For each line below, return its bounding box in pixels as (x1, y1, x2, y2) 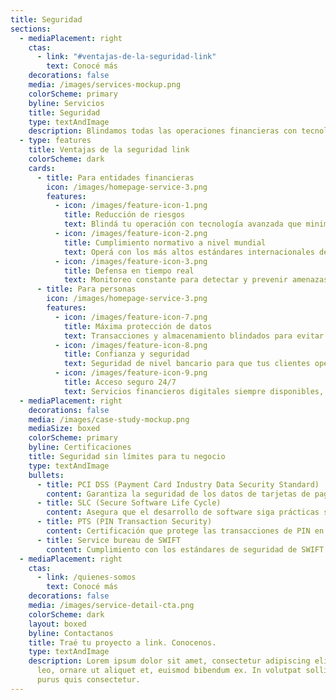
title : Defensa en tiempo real (63, 266, 195, 276)
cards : (28, 163, 56, 173)
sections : (10, 24, 52, 34)
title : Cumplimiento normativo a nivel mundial (63, 237, 267, 248)
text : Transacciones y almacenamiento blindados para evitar (63, 331, 325, 341)
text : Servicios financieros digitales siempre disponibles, (63, 386, 325, 396)
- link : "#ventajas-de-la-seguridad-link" (36, 52, 217, 62)
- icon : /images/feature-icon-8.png (54, 340, 208, 350)
